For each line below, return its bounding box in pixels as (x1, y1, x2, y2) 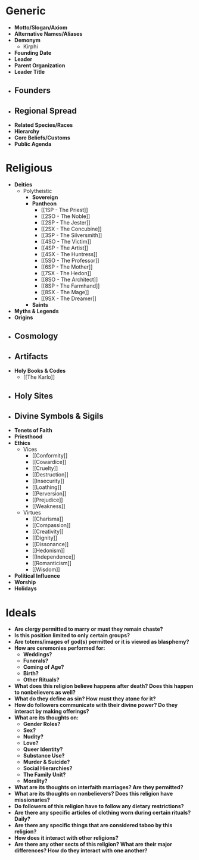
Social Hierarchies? (23, 765, 73, 772)
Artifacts (14, 351, 48, 362)
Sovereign (32, 194, 58, 201)
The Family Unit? (23, 771, 66, 778)
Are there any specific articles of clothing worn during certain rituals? (14, 809, 191, 817)
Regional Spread (14, 105, 77, 116)
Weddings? (23, 651, 52, 658)
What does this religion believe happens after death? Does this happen (14, 683, 194, 690)
